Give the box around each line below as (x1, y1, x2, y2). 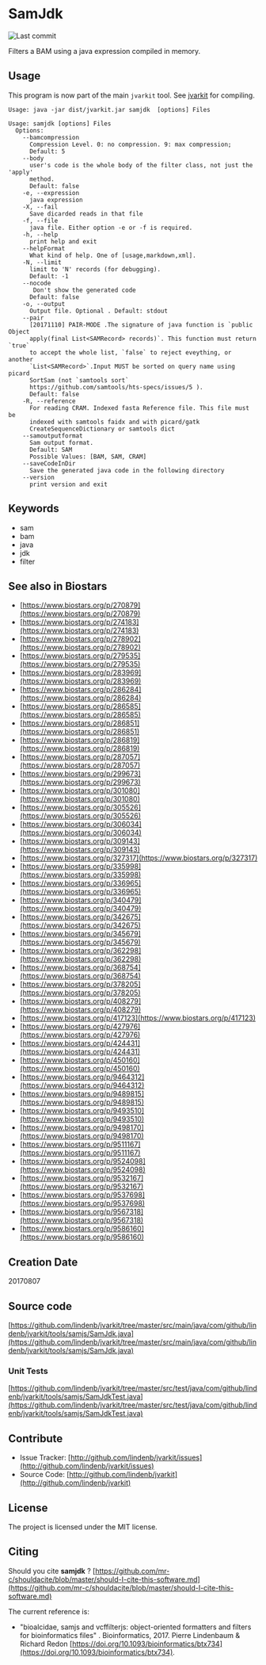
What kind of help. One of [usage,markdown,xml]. (28, 251, 196, 259)
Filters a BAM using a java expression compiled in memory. (8, 46, 201, 55)
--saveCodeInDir (22, 459, 77, 468)
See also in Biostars (8, 580, 108, 593)
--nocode (22, 279, 51, 287)
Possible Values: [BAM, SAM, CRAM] (28, 453, 147, 461)
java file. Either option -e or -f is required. (28, 224, 193, 232)
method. (28, 175, 55, 183)
